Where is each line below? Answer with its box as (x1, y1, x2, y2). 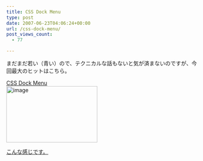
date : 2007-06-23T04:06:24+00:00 (6, 20, 91, 26)
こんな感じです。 (6, 148, 48, 155)
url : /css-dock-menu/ (6, 25, 61, 32)
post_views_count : (6, 31, 53, 38)
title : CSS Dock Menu (6, 8, 61, 15)
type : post (6, 15, 34, 21)
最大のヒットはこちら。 (11, 67, 70, 74)
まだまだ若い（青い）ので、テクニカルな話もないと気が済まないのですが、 (6, 60, 192, 67)
